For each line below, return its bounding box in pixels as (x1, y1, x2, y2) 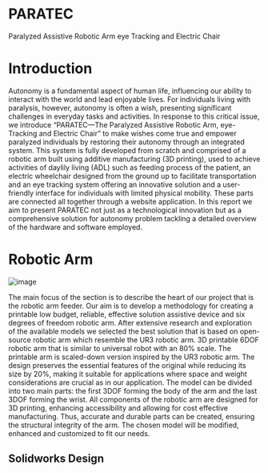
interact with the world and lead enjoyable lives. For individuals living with (8, 94, 250, 104)
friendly (8, 188, 34, 197)
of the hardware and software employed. (8, 222, 142, 232)
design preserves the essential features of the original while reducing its (8, 360, 246, 370)
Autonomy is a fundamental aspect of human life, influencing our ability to (8, 86, 252, 95)
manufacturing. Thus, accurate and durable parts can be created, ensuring (8, 411, 255, 421)
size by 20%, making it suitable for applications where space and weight (8, 369, 248, 378)
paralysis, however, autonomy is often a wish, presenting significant (8, 103, 232, 112)
